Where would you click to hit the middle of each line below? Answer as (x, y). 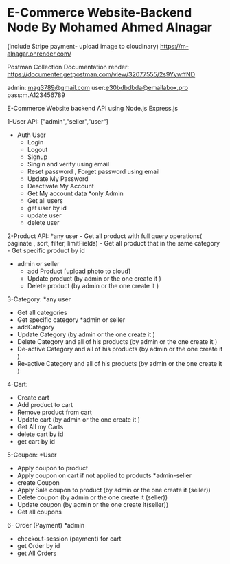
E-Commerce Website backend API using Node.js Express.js (93, 108)
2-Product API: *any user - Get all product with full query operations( (105, 236)
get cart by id (36, 441)
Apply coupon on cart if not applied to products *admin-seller (104, 475)
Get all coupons (39, 512)
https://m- (174, 46)
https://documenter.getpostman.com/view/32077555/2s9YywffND (101, 74)
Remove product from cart (55, 412)
